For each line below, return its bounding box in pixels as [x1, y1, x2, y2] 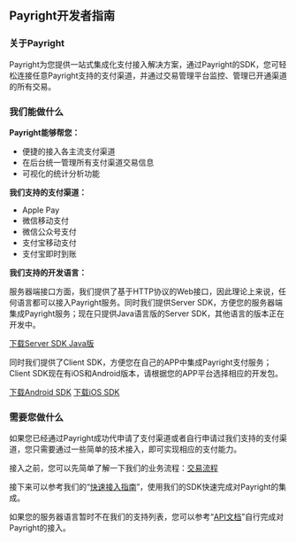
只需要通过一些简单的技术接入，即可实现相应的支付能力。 [32, 444, 241, 454]
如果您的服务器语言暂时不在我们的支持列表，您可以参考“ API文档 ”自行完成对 [9, 512, 285, 523]
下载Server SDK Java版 [9, 337, 95, 348]
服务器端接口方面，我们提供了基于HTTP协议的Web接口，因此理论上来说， [9, 286, 279, 297]
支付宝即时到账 [21, 248, 77, 259]
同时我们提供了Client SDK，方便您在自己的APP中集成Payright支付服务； [9, 357, 272, 368]
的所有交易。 [9, 81, 56, 91]
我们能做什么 [9, 105, 65, 118]
